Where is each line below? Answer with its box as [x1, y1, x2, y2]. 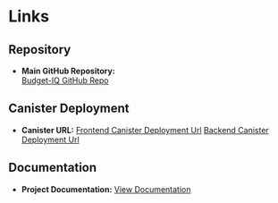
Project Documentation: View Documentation [21, 183, 191, 194]
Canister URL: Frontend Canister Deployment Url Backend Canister [21, 124, 269, 135]
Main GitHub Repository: [21, 65, 115, 76]
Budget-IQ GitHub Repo [21, 75, 109, 86]
